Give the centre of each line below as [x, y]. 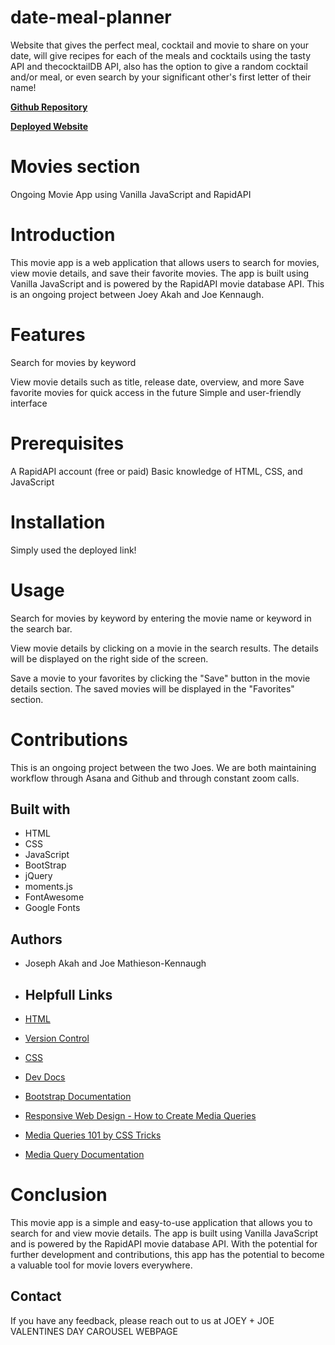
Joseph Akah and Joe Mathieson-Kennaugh [115, 963]
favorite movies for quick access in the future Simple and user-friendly [156, 392]
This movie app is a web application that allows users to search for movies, [165, 262]
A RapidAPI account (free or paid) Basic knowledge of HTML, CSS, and [156, 471]
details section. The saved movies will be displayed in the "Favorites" [152, 688]
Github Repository [49, 107]
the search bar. [41, 628]
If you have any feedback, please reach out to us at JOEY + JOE [142, 1320]
